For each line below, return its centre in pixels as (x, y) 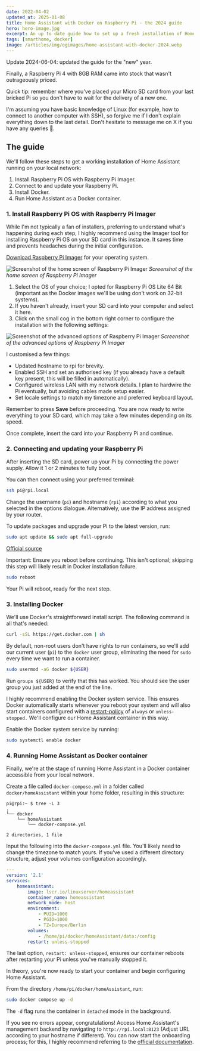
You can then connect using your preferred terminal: (71, 480)
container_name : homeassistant (66, 897)
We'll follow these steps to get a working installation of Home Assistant (93, 161)
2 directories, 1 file (34, 835)
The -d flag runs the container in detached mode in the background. (89, 1011)
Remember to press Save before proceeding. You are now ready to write (95, 409)
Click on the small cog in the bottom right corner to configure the (94, 318)
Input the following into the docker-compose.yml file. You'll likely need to (93, 846)
